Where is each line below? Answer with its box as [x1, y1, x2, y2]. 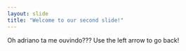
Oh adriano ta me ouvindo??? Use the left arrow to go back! [7, 36, 180, 44]
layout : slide [7, 10, 49, 17]
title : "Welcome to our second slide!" [7, 17, 124, 24]
